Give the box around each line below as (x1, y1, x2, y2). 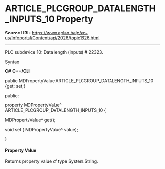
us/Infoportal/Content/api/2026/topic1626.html (5, 35, 100, 41)
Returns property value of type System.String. (5, 158, 98, 164)
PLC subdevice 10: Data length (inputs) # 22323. (5, 49, 103, 55)
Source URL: (5, 30, 31, 35)
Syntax (5, 59, 20, 65)
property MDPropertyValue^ (5, 102, 62, 108)
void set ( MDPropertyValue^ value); (5, 126, 78, 132)
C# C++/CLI (5, 68, 30, 74)
